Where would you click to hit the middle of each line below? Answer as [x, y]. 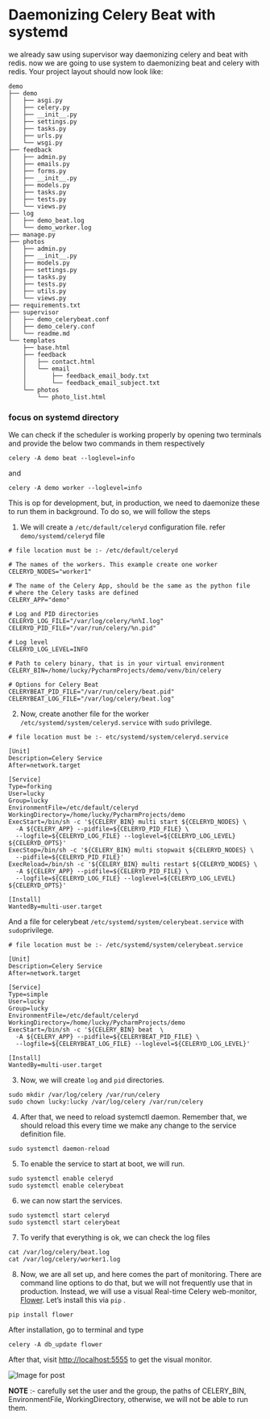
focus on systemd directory [64, 417]
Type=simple [28, 994]
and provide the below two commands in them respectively [107, 444]
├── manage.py [32, 234]
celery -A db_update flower [56, 1345]
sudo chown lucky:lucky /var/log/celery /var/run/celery [106, 1102]
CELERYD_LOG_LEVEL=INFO [48, 650]
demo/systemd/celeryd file [62, 536]
